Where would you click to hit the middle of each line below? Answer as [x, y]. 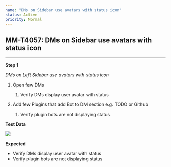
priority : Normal [24, 19]
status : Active [21, 15]
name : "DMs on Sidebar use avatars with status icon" [64, 10]
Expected [16, 144]
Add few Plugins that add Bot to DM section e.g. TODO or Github [80, 104]
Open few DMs [28, 85]
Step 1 [12, 65]
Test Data [16, 124]
